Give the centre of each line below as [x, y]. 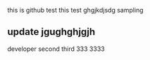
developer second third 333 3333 [56, 49]
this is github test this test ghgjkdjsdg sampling [75, 10]
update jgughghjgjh [51, 32]
